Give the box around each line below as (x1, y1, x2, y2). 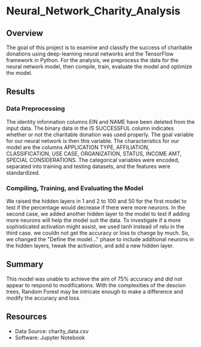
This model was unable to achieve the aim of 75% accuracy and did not (6, 275, 182, 282)
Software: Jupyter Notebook (14, 334, 86, 341)
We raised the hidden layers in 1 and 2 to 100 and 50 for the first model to (6, 197, 187, 205)
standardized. (6, 169, 40, 176)
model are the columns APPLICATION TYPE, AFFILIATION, (6, 144, 150, 151)
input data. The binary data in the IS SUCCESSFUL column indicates (6, 124, 174, 132)
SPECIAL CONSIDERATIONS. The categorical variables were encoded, (6, 156, 179, 163)
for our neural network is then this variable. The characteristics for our (6, 137, 179, 144)
